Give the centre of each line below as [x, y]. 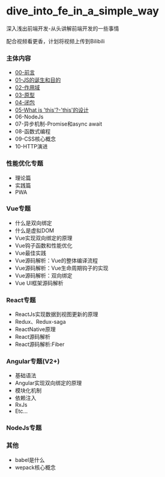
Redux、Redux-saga [40, 322]
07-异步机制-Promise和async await [58, 124]
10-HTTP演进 [31, 147]
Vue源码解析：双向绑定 [43, 275]
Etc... [21, 411]
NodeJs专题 [24, 428]
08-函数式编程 [33, 132]
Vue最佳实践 [30, 253]
